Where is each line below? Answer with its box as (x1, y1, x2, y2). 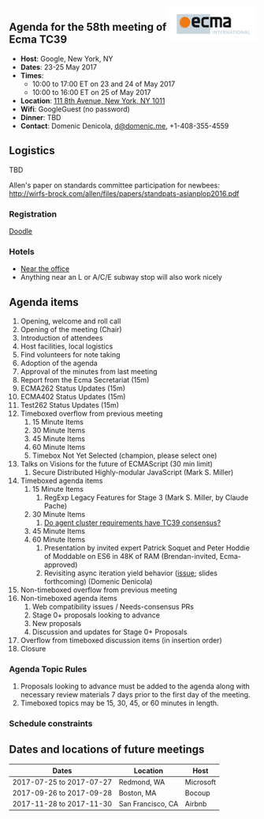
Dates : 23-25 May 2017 (20, 62, 98, 72)
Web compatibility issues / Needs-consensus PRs (32, 602, 194, 612)
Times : (20, 70, 44, 80)
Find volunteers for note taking (20, 350, 121, 360)
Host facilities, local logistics (20, 342, 113, 351)
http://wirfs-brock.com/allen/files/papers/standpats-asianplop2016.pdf (9, 188, 240, 198)
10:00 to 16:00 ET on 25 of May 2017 (32, 87, 151, 96)
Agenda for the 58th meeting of (9, 21, 167, 34)
